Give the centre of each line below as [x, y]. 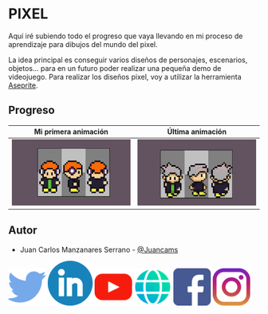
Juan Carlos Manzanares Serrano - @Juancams [99, 249]
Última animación [197, 131]
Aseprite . [23, 85]
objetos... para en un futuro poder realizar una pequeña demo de [115, 68]
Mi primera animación [71, 131]
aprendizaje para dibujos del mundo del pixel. [83, 44]
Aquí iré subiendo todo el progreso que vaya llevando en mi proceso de [126, 36]
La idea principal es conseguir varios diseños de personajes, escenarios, [128, 60]
